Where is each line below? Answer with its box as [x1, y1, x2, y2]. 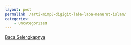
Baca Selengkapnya [5, 34, 46, 40]
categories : [5, 16, 29, 21]
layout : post [5, 7, 32, 12]
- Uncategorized [14, 21, 48, 26]
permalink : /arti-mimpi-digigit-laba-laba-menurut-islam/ [5, 12, 126, 17]
